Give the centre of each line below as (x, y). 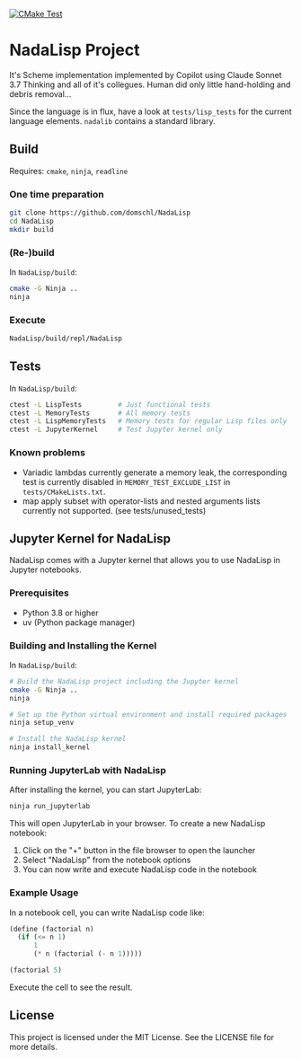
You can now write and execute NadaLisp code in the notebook (140, 869)
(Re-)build (32, 252)
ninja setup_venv (42, 723)
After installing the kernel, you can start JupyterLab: (106, 790)
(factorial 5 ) (36, 970)
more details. (34, 1046)
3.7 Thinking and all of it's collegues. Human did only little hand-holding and (150, 84)
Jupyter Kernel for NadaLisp (90, 538)
